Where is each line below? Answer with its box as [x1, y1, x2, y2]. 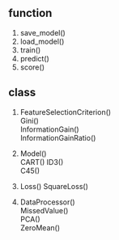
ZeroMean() [19, 222, 61, 233]
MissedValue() [19, 205, 69, 215]
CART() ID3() [19, 157, 64, 166]
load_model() [19, 36, 65, 46]
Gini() [19, 116, 39, 125]
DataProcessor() [19, 197, 75, 207]
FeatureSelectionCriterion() [19, 107, 112, 116]
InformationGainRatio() [19, 133, 96, 142]
